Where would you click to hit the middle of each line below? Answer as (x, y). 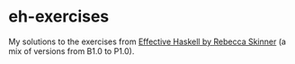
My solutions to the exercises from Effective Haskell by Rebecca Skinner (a (147, 41)
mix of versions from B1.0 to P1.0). (72, 50)
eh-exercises (59, 17)
